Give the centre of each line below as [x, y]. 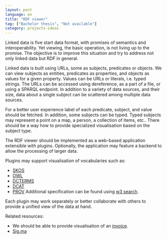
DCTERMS [23, 181]
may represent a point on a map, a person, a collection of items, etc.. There [83, 120]
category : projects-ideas [32, 28]
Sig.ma [19, 231]
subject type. [19, 131]
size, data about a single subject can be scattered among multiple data [78, 95]
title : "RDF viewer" [27, 19]
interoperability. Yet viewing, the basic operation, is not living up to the [77, 48]
